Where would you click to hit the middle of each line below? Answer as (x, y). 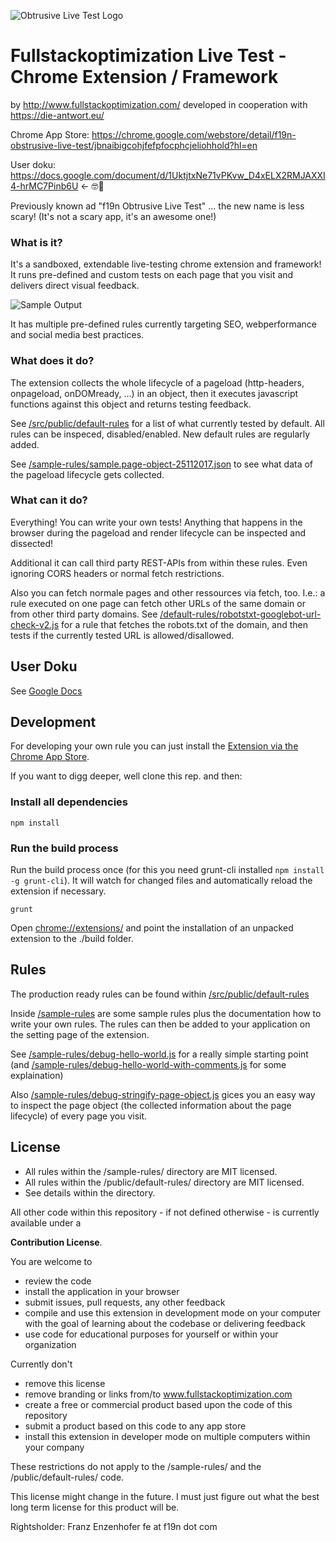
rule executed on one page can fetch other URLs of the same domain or (158, 603)
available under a (46, 1222)
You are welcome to (51, 1261)
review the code (58, 1281)
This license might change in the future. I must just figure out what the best (165, 1496)
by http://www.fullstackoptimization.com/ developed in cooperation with (159, 104)
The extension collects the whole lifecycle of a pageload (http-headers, (157, 382)
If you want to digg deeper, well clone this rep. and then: (126, 776)
